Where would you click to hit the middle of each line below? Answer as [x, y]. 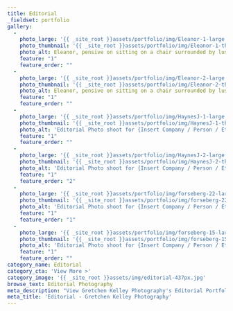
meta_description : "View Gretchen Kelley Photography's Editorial [105, 291]
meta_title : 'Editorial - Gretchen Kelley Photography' [89, 297]
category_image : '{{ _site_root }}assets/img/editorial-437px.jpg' [107, 278]
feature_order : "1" [48, 220]
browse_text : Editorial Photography [60, 284]
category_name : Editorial [44, 265]
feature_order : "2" [48, 181]
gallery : [20, 26]
